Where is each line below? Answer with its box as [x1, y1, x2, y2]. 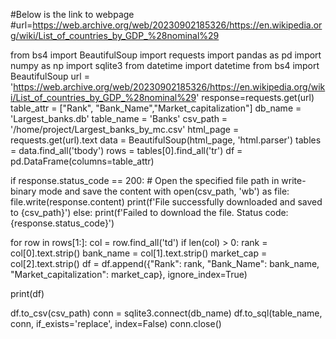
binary [10, 185, 37, 197]
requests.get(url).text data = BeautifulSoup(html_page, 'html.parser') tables [10, 134, 322, 146]
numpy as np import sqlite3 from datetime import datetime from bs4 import [10, 60, 320, 71]
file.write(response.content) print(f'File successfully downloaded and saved [10, 196, 323, 208]
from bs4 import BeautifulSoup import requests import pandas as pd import [10, 49, 322, 61]
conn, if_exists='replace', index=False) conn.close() [10, 318, 222, 329]
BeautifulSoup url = [10, 70, 90, 82]
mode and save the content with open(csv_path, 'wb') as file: [38, 185, 290, 197]
